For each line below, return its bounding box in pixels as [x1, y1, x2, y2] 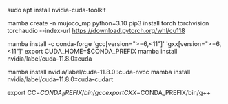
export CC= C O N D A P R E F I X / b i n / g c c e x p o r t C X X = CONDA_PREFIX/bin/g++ [7, 89, 211, 98]
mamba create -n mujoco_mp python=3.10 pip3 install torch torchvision [7, 19, 209, 27]
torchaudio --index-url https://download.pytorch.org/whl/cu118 [7, 27, 185, 34]
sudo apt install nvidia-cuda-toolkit [7, 6, 106, 14]
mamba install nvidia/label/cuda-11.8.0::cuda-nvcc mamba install [7, 68, 191, 76]
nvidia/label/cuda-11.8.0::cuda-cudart [7, 75, 114, 83]
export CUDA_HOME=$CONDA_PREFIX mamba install [24, 48, 178, 55]
